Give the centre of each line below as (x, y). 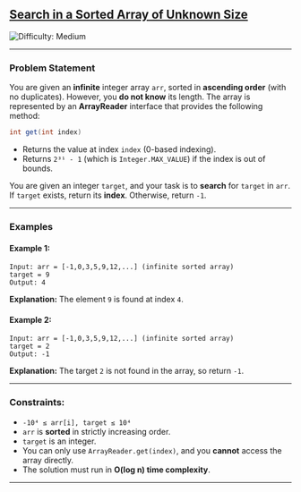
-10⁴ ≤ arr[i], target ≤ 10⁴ (77, 423)
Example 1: (30, 248)
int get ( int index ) (46, 132)
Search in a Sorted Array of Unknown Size (129, 15)
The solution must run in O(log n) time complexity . (116, 470)
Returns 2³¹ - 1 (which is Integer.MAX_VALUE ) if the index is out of (144, 158)
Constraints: (37, 403)
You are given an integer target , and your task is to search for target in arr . (150, 185)
